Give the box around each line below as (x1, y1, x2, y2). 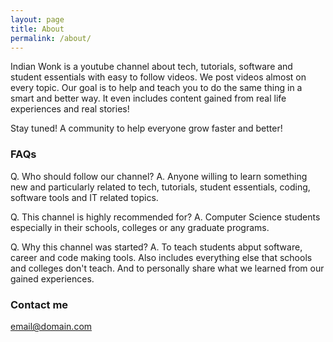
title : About (10, 24, 65, 34)
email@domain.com (10, 320, 93, 332)
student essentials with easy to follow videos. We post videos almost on (10, 71, 307, 83)
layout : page (10, 14, 65, 25)
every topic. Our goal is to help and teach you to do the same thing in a (10, 82, 303, 94)
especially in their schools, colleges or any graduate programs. (10, 221, 270, 233)
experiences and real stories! (10, 103, 130, 115)
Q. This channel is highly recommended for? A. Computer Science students (10, 211, 321, 223)
